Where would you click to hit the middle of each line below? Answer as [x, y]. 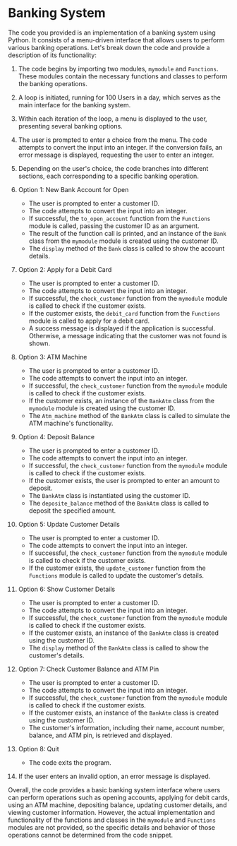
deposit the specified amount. [72, 511]
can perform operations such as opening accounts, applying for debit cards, [119, 797]
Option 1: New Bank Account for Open [73, 189]
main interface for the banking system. [74, 105]
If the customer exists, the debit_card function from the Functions [124, 313]
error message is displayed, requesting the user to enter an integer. [116, 155]
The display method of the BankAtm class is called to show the [119, 648]
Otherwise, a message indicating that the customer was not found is [128, 335]
